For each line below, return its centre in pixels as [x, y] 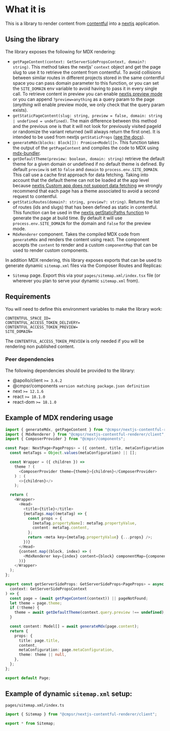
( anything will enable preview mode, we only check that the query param [89, 105]
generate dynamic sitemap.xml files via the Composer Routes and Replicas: [84, 265]
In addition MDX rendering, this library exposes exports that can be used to [83, 260]
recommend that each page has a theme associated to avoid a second [86, 191]
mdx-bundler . [27, 153]
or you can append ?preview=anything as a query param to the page [83, 99]
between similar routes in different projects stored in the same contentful [88, 78]
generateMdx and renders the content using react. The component [81, 239]
